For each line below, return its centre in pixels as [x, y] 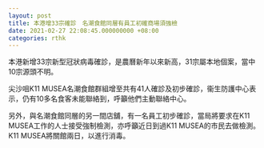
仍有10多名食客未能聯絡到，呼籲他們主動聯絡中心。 [106, 99]
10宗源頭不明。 [33, 72]
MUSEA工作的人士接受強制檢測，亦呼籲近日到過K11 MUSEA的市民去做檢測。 [134, 126]
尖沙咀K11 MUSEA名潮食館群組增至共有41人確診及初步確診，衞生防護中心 [129, 89]
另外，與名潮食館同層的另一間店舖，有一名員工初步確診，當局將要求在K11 [129, 116]
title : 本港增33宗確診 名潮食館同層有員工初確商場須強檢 [93, 23]
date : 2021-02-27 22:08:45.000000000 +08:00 [84, 30]
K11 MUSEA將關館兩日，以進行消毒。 [69, 136]
